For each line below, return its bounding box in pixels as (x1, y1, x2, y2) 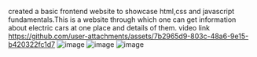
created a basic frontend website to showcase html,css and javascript (8, 7, 235, 16)
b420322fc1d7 (8, 40, 56, 49)
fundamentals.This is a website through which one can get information (8, 15, 237, 24)
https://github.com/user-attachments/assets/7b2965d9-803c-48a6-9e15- (8, 31, 249, 41)
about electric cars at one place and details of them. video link (8, 23, 211, 32)
